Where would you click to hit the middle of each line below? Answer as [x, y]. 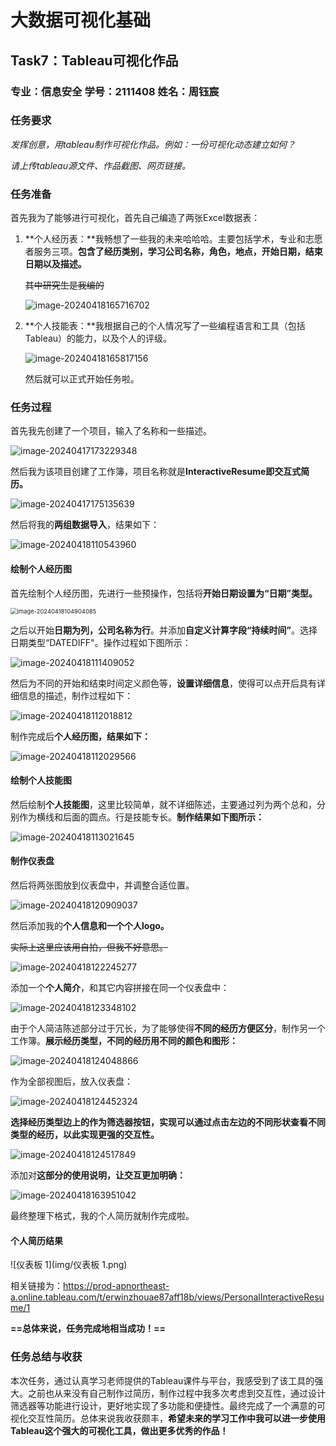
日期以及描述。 [55, 264]
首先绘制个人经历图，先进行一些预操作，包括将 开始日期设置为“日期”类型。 [164, 593]
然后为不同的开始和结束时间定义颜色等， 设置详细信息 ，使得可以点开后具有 [163, 683]
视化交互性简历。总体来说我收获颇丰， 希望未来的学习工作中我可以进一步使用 [168, 1418]
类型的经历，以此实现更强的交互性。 [85, 1134]
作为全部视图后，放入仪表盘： [71, 1081]
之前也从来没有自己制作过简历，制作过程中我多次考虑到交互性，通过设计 [176, 1393]
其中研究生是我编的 [64, 285]
